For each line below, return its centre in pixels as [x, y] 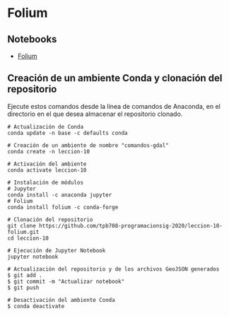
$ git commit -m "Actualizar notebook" [66, 281]
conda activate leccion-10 [47, 170]
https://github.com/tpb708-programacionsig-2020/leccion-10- [130, 226]
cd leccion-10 [28, 238]
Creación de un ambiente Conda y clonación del [115, 78]
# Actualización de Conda [45, 127]
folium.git [23, 232]
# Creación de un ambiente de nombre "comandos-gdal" [88, 145]
